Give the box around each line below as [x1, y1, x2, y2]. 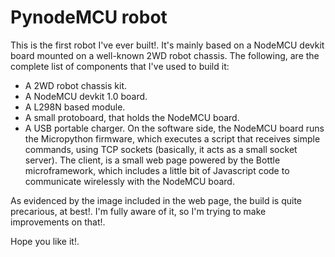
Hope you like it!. [10, 235, 80, 247]
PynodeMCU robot [10, 6, 168, 29]
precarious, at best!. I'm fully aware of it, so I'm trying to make [10, 205, 267, 217]
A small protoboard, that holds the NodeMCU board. [24, 111, 240, 123]
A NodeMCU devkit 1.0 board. [24, 90, 148, 102]
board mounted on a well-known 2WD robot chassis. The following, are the [10, 49, 320, 61]
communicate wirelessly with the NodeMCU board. [24, 175, 235, 187]
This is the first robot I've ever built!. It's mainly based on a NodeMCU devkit [10, 39, 325, 51]
